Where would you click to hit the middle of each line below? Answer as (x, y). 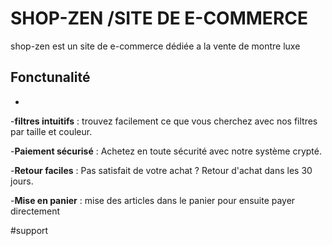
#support (29, 230)
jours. (22, 181)
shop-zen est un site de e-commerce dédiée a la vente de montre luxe (155, 46)
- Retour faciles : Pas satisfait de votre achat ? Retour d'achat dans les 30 (161, 170)
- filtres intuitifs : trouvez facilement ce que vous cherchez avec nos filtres (164, 121)
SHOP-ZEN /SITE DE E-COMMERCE (159, 18)
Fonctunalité (50, 77)
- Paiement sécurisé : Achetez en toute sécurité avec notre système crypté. (166, 151)
